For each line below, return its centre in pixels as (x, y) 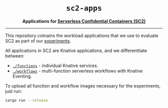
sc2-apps (84, 8)
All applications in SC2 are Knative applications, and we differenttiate (76, 50)
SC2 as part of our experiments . (38, 40)
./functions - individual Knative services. (55, 65)
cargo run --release (27, 100)
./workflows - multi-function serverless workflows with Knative (77, 70)
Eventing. (22, 76)
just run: (14, 91)
